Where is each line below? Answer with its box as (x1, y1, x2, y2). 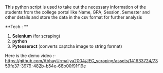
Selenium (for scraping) (12, 33, 61, 39)
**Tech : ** (5, 24, 28, 29)
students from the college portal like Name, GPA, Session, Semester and (5, 9, 150, 15)
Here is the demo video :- (5, 53, 56, 58)
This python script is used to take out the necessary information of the (5, 4, 146, 10)
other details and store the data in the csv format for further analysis (5, 15, 142, 20)
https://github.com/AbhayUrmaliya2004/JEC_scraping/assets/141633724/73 (5, 58, 158, 63)
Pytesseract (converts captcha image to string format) (12, 44, 123, 49)
